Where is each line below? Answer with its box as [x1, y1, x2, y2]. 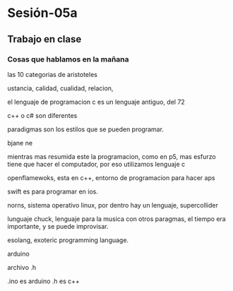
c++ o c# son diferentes [7, 111, 78, 119]
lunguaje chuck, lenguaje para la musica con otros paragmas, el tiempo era [7, 214, 226, 223]
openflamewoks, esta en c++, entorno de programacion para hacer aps [7, 173, 215, 182]
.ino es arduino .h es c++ [7, 277, 80, 285]
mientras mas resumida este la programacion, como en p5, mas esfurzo [7, 152, 217, 160]
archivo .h [7, 263, 37, 271]
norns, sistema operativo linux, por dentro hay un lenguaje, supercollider [7, 201, 219, 209]
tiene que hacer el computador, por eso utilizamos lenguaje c [7, 160, 186, 168]
